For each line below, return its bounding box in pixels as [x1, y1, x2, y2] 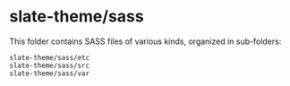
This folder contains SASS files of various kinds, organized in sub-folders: [9, 36, 282, 47]
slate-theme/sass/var [9, 69, 90, 78]
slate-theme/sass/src [9, 61, 90, 70]
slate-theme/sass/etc [9, 53, 90, 62]
